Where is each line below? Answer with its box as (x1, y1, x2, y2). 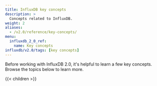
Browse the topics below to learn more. (5, 66, 84, 72)
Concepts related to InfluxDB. (9, 16, 73, 21)
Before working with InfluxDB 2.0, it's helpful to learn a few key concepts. (5, 61, 152, 67)
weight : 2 (5, 20, 25, 26)
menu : (5, 34, 16, 39)
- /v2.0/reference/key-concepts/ (9, 30, 77, 34)
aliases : (5, 25, 23, 30)
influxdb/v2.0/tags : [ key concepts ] (5, 48, 79, 52)
